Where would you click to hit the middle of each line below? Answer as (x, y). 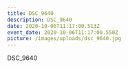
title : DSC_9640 (30, 13)
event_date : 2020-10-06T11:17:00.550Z (63, 32)
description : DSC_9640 (40, 20)
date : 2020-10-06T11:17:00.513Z (53, 26)
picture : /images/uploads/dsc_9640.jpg (64, 39)
